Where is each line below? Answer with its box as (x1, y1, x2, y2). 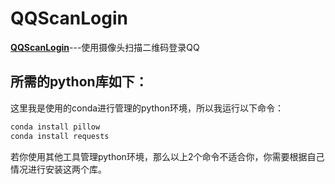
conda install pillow (10, 122, 101, 132)
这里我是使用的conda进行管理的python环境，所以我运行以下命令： (10, 102, 284, 114)
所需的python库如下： (10, 73, 148, 91)
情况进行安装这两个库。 (10, 163, 107, 175)
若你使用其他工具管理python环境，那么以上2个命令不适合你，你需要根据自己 (10, 150, 325, 162)
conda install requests (10, 131, 110, 141)
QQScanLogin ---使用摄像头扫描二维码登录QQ (10, 41, 200, 53)
